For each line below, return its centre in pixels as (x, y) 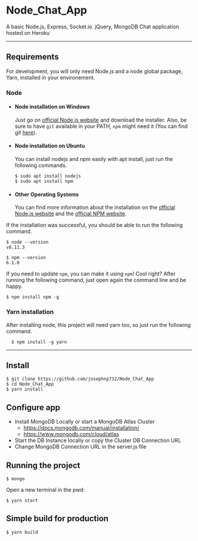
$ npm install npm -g (33, 297)
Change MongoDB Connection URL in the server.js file (80, 447)
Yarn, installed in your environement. (51, 77)
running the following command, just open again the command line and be (96, 280)
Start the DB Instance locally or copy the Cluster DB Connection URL (98, 441)
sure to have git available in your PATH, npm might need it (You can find (101, 126)
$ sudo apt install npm (44, 181)
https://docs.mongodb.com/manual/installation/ (81, 428)
